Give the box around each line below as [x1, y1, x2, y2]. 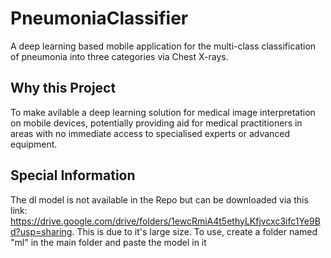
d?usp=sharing [10, 225, 73, 237]
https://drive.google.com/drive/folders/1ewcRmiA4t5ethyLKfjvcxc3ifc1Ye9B [10, 215, 321, 227]
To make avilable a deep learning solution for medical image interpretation [10, 106, 316, 118]
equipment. [10, 138, 58, 150]
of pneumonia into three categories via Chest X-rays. [10, 50, 229, 62]
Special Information [10, 167, 136, 184]
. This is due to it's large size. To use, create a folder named [71, 225, 318, 237]
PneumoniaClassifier [10, 7, 189, 30]
